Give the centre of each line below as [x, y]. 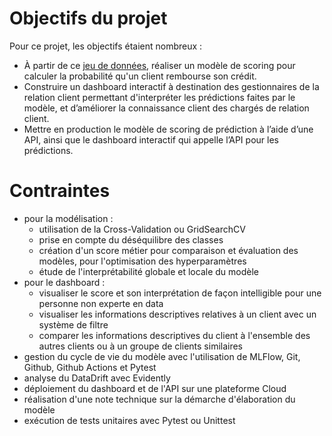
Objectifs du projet [88, 18]
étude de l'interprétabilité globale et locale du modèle [148, 271]
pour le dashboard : [64, 282]
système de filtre [73, 324]
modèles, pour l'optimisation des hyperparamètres [142, 261]
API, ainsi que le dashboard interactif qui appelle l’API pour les [151, 139]
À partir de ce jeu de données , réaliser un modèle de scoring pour [159, 65]
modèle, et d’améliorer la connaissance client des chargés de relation [166, 108]
